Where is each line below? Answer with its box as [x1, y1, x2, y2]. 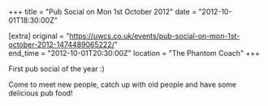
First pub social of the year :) [8, 64, 106, 74]
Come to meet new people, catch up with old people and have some [8, 80, 237, 89]
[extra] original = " [8, 32, 70, 40]
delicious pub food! [8, 88, 73, 98]
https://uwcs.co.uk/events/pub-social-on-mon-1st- [68, 32, 240, 40]
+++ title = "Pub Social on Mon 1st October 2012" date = [8, 7, 197, 16]
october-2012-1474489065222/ [8, 40, 115, 49]
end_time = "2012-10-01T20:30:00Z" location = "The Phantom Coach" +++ [8, 49, 260, 57]
